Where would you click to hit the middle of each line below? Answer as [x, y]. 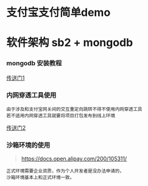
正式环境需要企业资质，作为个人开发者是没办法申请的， [65, 171]
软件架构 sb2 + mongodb [70, 43]
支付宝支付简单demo [58, 13]
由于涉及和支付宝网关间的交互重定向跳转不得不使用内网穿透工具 [74, 109]
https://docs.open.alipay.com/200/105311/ [74, 159]
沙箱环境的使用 [28, 145]
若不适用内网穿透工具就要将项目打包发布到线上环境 [61, 116]
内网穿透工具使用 [31, 95]
